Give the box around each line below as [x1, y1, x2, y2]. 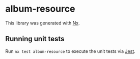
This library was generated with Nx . [5, 20, 80, 26]
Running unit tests [5, 35, 65, 43]
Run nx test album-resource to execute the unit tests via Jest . [5, 48, 136, 54]
